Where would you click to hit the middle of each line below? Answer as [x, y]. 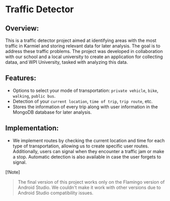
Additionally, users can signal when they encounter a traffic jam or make [88, 151]
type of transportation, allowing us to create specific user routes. [81, 146]
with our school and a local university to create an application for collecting [84, 57]
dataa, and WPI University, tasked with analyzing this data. [67, 62]
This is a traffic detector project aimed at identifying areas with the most [81, 40]
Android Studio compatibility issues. [55, 193]
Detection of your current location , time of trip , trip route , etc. [82, 101]
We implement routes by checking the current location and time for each [89, 140]
